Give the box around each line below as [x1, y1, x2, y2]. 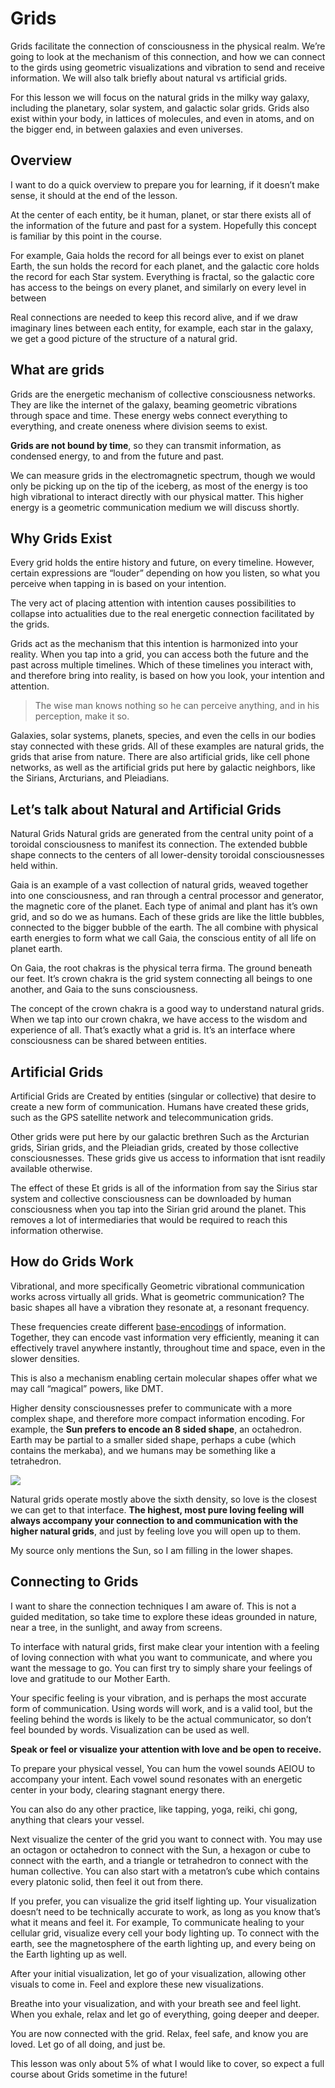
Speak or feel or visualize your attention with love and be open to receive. [10, 1743, 322, 1755]
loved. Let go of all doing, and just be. [10, 2038, 166, 2050]
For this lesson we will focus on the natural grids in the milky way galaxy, [10, 91, 310, 103]
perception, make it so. [34, 710, 130, 722]
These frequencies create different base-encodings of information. [10, 1320, 287, 1332]
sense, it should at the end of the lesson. [10, 189, 178, 201]
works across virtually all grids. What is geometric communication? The [10, 1290, 305, 1302]
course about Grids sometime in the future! [10, 2068, 188, 2080]
